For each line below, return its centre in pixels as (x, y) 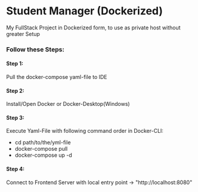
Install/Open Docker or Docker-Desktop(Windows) (68, 104)
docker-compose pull (41, 149)
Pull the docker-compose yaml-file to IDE (57, 77)
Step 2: (16, 90)
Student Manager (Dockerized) (84, 11)
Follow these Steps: (35, 49)
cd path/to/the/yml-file (43, 142)
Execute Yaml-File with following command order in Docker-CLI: (85, 131)
